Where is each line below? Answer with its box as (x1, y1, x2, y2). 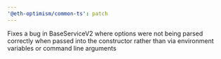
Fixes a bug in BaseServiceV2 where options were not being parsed (7, 29, 203, 37)
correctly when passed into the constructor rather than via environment (7, 36, 214, 45)
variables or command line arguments (7, 44, 117, 52)
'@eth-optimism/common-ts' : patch (7, 10, 109, 17)
